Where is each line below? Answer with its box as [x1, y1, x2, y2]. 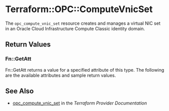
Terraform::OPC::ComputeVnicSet [5, 4, 153, 15]
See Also [5, 87, 34, 95]
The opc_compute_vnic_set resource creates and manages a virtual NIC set [5, 20, 161, 26]
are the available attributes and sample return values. [5, 72, 116, 78]
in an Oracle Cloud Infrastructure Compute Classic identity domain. [5, 25, 145, 31]
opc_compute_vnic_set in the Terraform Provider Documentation [12, 100, 147, 106]
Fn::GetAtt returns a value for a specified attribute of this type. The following [5, 67, 164, 73]
